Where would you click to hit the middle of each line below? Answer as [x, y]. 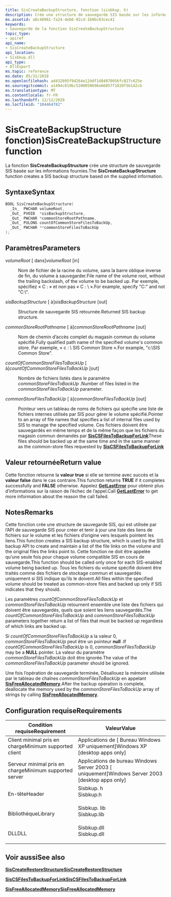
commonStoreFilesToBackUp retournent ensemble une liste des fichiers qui [84, 605]
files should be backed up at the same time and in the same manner [89, 441]
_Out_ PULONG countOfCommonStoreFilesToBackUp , [61, 223]
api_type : [16, 62]
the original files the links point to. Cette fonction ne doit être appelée [78, 552]
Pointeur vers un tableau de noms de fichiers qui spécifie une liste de [91, 409]
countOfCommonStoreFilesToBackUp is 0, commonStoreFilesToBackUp [81, 647]
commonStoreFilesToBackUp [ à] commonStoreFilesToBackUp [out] [76, 399]
